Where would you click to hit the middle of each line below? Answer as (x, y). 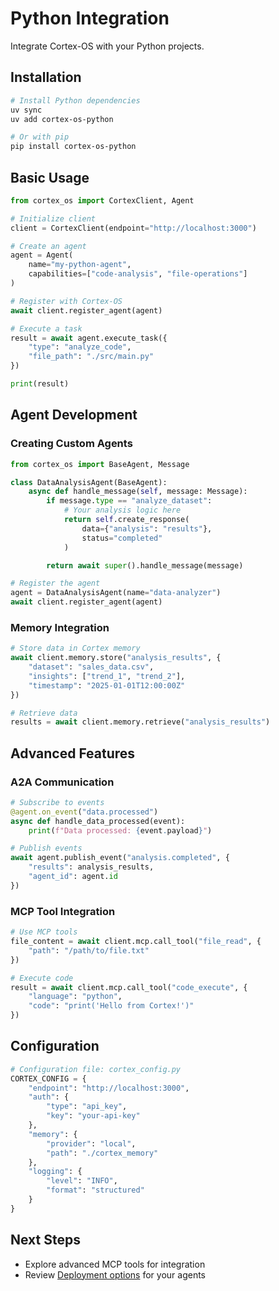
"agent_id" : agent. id (73, 877)
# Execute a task (46, 328)
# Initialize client (53, 218)
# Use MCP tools (44, 932)
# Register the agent (55, 583)
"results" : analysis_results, (91, 867)
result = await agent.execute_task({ (89, 338)
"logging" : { (55, 1172)
